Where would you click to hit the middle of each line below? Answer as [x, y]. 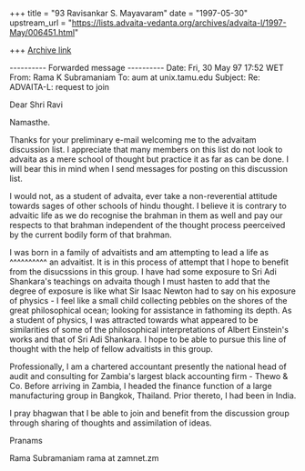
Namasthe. [30, 122]
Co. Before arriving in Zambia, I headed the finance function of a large [141, 386]
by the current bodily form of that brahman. [91, 235]
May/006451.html [42, 32]
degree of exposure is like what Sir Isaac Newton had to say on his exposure [153, 291]
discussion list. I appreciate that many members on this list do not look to [146, 150]
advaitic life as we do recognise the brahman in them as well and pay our [146, 215]
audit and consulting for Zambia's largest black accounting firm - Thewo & [149, 376]
